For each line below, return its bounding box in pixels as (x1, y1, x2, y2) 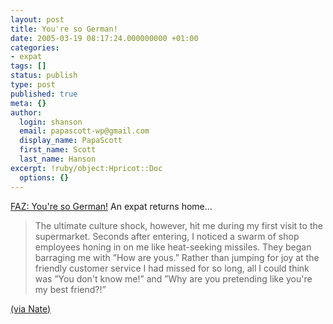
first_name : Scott (19, 145, 97, 155)
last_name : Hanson (19, 154, 97, 164)
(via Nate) (10, 302, 52, 315)
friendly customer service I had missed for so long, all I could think (34, 262, 310, 274)
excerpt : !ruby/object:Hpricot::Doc (10, 163, 163, 173)
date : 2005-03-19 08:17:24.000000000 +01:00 (10, 33, 199, 43)
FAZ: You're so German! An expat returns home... (10, 200, 213, 212)
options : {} (19, 172, 70, 183)
